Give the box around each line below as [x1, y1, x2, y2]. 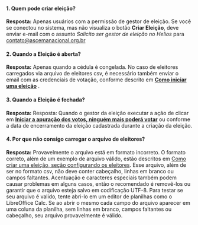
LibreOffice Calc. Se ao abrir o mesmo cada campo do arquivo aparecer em [6, 199, 190, 206]
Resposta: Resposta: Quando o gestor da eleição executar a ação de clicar [6, 109, 189, 116]
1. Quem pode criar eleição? [6, 5, 76, 12]
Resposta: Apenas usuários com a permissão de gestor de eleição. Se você [6, 18, 191, 25]
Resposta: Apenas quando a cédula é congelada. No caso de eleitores [6, 64, 178, 71]
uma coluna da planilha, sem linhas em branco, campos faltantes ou [6, 205, 172, 213]
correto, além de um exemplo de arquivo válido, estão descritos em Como [6, 155, 186, 162]
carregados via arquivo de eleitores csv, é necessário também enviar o [6, 70, 179, 77]
